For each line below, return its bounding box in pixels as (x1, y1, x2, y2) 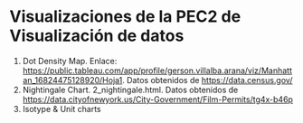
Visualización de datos (9, 25, 185, 46)
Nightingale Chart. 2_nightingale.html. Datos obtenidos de (22, 84, 239, 95)
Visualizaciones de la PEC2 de (9, 6, 241, 27)
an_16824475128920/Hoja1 (22, 74, 123, 85)
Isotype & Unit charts (22, 103, 101, 114)
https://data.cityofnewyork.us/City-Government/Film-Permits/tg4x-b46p (22, 93, 294, 105)
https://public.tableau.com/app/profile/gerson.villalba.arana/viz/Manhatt (22, 65, 292, 76)
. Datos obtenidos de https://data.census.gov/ (121, 74, 293, 85)
